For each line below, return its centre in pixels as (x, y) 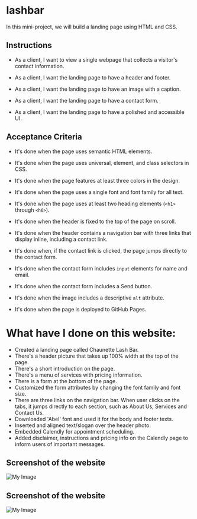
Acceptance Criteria (44, 137)
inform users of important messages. (60, 444)
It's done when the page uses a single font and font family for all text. (99, 192)
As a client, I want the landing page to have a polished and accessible (99, 112)
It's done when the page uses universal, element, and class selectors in (102, 163)
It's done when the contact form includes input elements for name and (101, 268)
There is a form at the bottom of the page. (66, 381)
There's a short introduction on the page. (65, 368)
